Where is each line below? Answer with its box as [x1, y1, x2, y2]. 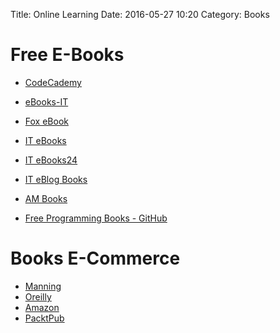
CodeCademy [24, 76, 82, 88]
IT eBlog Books [24, 173, 88, 185]
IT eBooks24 [24, 154, 78, 166]
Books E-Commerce [10, 247, 181, 270]
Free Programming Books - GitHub [24, 212, 168, 224]
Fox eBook [24, 115, 69, 127]
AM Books [24, 192, 68, 204]
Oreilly [24, 290, 52, 303]
